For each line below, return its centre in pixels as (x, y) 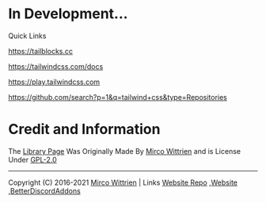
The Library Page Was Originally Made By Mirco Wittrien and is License (125, 151)
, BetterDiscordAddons (44, 190)
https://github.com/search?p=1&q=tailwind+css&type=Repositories (118, 97)
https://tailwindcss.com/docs (56, 66)
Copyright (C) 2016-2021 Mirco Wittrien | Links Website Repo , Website (123, 182)
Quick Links (27, 36)
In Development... (68, 14)
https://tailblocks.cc (41, 51)
